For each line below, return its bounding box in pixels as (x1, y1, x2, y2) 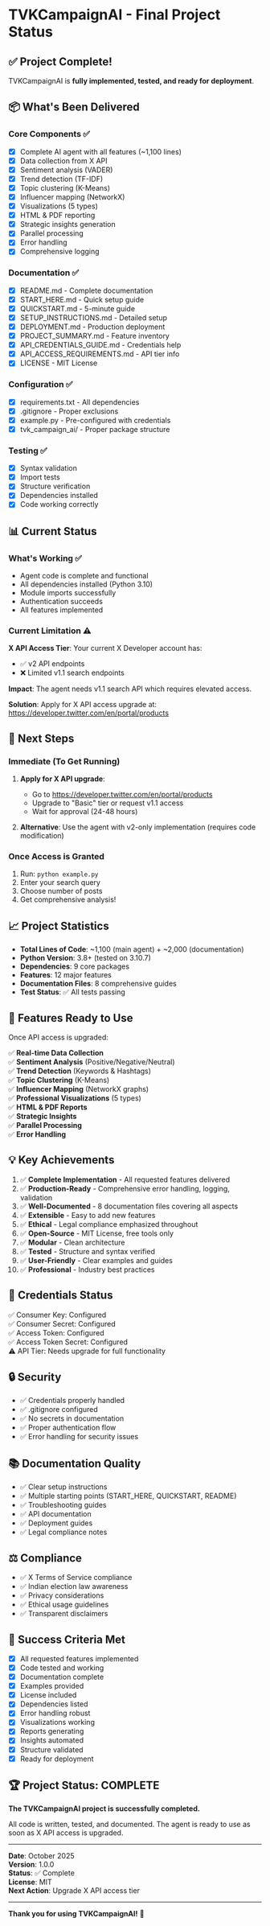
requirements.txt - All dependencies (19, 397, 140, 407)
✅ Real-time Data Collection (8, 1048, 104, 1058)
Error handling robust (19, 1708, 91, 1718)
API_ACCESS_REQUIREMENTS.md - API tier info (19, 349, 180, 359)
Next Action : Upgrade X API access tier (8, 1886, 141, 1895)
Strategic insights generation (19, 220, 117, 229)
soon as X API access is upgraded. (8, 1828, 124, 1838)
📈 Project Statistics (8, 919, 110, 932)
